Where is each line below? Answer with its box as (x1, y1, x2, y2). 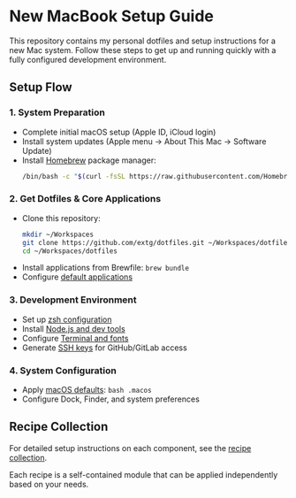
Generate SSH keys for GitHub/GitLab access (21, 342, 187, 353)
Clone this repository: (21, 212, 101, 223)
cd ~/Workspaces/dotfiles (21, 246, 118, 256)
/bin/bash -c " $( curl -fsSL (21, 172, 126, 180)
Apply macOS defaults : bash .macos (21, 385, 152, 395)
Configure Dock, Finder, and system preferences (21, 394, 201, 404)
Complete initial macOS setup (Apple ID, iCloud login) (21, 126, 216, 137)
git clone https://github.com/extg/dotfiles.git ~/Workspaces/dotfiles (21, 238, 292, 247)
